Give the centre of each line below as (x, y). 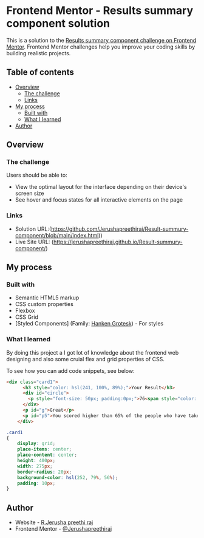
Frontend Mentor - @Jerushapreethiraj (63, 529)
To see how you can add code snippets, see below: (70, 370)
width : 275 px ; (35, 466)
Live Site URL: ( (34, 242)
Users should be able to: (37, 175)
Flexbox (25, 311)
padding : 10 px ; (36, 483)
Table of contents (40, 73)
